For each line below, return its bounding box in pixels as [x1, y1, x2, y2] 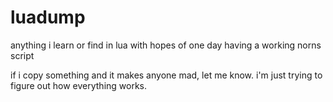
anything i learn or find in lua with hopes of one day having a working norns [10, 39, 322, 51]
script [10, 49, 35, 61]
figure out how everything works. [10, 79, 148, 91]
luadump [10, 6, 86, 29]
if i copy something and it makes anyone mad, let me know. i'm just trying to [10, 69, 323, 81]
